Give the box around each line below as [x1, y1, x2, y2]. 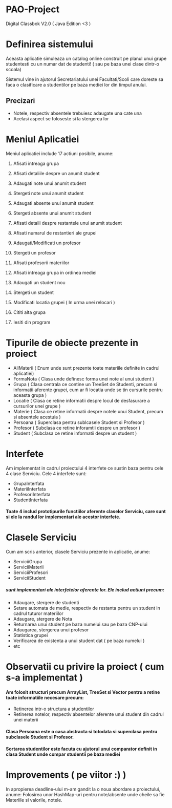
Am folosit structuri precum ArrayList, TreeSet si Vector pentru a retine [6, 689, 160, 695]
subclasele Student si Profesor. [6, 734, 74, 740]
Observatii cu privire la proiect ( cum [6, 661, 164, 673]
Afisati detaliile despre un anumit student [13, 170, 100, 176]
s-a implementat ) [6, 672, 83, 684]
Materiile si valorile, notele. [6, 797, 63, 803]
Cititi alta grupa [13, 309, 46, 315]
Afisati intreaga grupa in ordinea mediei [13, 269, 97, 275]
